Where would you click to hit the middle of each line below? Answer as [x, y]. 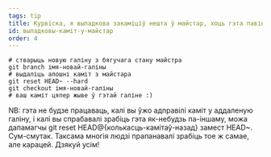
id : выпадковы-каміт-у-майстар [61, 31]
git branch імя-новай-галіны [57, 68]
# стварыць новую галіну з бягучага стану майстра [95, 60]
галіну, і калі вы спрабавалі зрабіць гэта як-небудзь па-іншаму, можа [128, 119]
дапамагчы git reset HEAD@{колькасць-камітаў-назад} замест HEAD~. [131, 128]
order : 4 [23, 38]
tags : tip [25, 16]
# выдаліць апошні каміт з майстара [70, 74]
